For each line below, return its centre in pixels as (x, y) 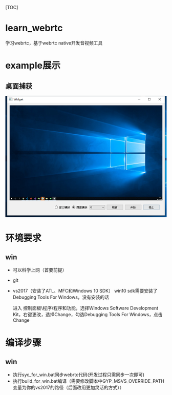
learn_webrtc (34, 28)
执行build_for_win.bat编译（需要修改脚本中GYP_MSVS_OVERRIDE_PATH (89, 381)
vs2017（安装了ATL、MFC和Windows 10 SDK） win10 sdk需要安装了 (85, 291)
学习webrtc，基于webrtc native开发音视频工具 (54, 43)
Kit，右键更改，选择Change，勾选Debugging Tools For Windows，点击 (88, 315)
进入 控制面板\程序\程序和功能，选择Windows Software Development (85, 308)
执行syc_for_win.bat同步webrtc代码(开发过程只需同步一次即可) (79, 375)
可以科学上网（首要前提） (40, 270)
